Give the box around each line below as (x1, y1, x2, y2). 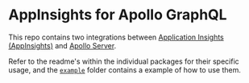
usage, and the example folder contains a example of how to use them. (8, 64, 242, 74)
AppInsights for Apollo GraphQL (8, 6, 227, 24)
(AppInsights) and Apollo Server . (8, 40, 117, 50)
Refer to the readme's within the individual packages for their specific (8, 56, 239, 66)
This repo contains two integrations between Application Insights (8, 32, 224, 42)
